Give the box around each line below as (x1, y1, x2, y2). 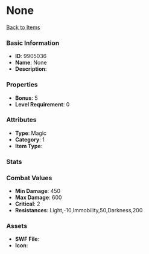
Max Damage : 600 (14, 194, 62, 201)
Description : (14, 65, 47, 73)
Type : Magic (14, 129, 47, 137)
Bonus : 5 (14, 94, 38, 102)
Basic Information (6, 39, 60, 47)
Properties (6, 80, 38, 89)
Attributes (6, 116, 37, 124)
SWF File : (14, 235, 40, 243)
